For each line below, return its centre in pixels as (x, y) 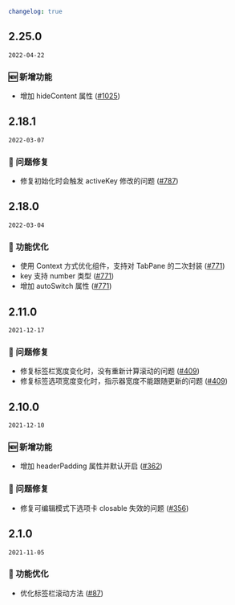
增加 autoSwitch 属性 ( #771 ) (66, 286)
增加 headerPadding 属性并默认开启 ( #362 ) (91, 466)
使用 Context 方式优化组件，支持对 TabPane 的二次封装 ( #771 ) (122, 266)
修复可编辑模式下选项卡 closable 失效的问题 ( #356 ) (104, 508)
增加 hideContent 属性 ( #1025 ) (70, 96)
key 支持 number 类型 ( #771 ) (67, 276)
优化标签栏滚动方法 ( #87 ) (62, 593)
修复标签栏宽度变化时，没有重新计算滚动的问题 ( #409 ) (110, 371)
